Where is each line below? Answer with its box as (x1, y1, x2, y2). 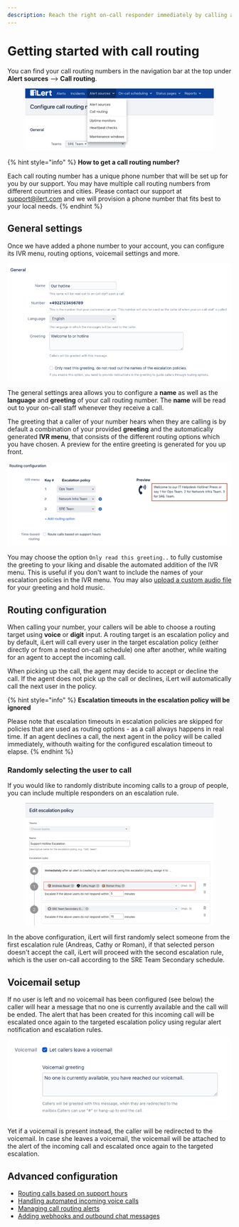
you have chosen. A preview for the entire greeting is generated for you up (7, 440, 226, 448)
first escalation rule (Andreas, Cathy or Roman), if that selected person (7, 940, 215, 949)
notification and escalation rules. (7, 1026, 103, 1034)
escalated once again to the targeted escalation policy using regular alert (7, 1018, 222, 1026)
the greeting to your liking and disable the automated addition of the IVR (7, 561, 218, 569)
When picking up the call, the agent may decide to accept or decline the (7, 667, 219, 675)
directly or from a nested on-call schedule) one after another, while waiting (7, 646, 227, 654)
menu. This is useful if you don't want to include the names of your (7, 568, 203, 576)
